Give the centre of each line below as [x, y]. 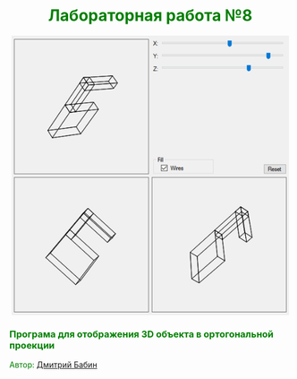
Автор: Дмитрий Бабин [53, 365]
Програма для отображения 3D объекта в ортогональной [142, 334]
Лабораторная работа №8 [150, 16]
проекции [32, 345]
